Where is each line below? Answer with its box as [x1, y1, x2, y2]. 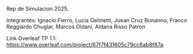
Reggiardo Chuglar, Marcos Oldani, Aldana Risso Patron [6, 23, 146, 30]
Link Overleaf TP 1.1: [6, 35, 56, 41]
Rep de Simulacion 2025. [6, 5, 69, 12]
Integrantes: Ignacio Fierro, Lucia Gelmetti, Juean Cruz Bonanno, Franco [6, 17, 188, 23]
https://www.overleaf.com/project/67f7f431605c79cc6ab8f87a [6, 41, 164, 48]
